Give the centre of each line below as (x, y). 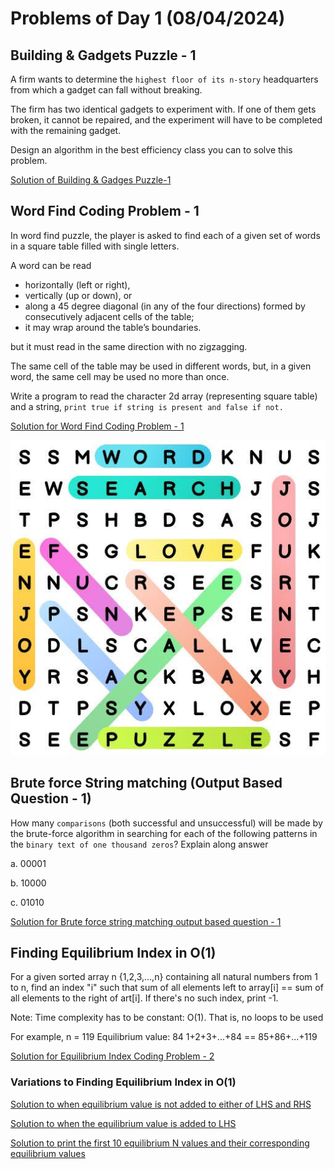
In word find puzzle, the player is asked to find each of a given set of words (165, 235)
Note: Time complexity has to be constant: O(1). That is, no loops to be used (167, 1018)
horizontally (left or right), (77, 284)
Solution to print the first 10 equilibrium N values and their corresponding (160, 1143)
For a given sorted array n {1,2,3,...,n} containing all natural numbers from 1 (164, 977)
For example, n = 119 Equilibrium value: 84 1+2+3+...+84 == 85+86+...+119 (164, 1037)
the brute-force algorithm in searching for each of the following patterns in (164, 833)
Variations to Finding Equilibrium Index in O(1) (123, 1082)
